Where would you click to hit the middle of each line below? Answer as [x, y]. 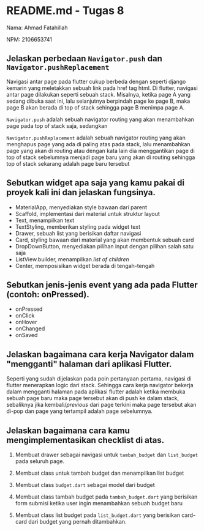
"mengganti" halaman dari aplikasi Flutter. [89, 364]
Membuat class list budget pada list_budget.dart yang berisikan [98, 515]
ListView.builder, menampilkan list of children [72, 259]
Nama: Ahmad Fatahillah [37, 28]
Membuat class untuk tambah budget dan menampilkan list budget [100, 473]
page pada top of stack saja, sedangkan [57, 125]
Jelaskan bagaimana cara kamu [68, 430]
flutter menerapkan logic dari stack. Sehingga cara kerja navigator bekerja [100, 385]
